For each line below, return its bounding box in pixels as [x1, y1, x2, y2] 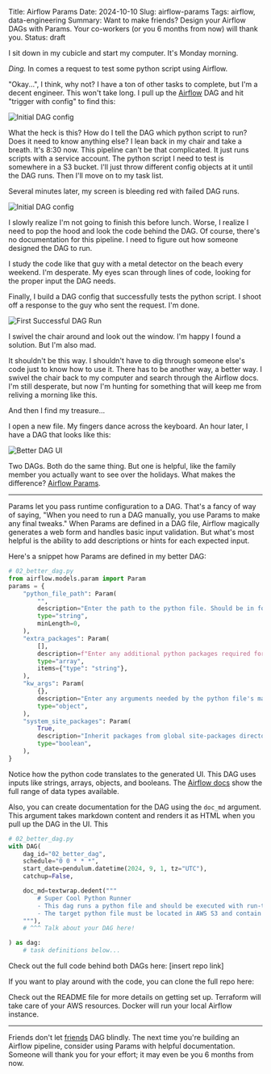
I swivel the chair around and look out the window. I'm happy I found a [8, 332, 241, 341]
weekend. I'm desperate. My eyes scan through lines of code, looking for [8, 268, 252, 277]
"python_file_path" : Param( [23, 589, 117, 598]
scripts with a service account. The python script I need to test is [8, 153, 224, 163]
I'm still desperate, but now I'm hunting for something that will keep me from [8, 382, 262, 391]
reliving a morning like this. [8, 391, 98, 399]
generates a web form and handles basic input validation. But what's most [8, 528, 255, 537]
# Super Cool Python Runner [37, 894, 131, 902]
